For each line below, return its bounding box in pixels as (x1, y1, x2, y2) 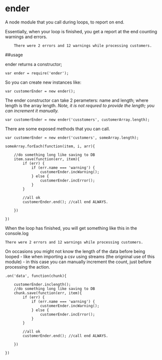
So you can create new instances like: (5, 79, 82, 85)
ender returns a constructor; (5, 61, 62, 67)
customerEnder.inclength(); (14, 282, 71, 287)
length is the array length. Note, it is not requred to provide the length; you (5, 102, 155, 108)
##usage (5, 52, 23, 58)
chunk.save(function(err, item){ (14, 291, 82, 295)
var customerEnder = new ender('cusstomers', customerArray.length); (5, 117, 150, 122)
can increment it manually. (5, 108, 59, 113)
